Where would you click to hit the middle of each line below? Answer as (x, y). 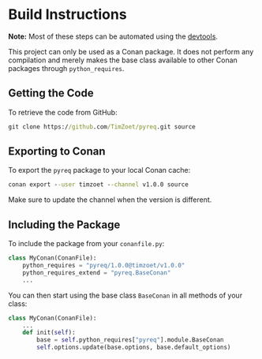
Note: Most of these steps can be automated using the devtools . (113, 36)
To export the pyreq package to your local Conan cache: (99, 170)
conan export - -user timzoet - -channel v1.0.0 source (99, 185)
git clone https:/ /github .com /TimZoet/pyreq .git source (102, 127)
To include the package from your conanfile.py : (86, 244)
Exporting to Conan (57, 151)
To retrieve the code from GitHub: (63, 112)
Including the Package (64, 224)
